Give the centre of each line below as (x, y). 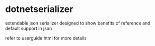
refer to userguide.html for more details (46, 38)
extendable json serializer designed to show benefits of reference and (78, 23)
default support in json (29, 28)
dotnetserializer (39, 9)
